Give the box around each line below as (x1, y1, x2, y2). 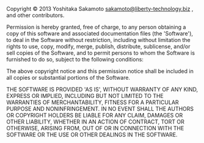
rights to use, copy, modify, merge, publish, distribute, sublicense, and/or (6, 43, 191, 50)
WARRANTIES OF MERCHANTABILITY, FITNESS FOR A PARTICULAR (6, 99, 179, 106)
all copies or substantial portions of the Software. (6, 74, 130, 81)
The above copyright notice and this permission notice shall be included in (6, 68, 194, 75)
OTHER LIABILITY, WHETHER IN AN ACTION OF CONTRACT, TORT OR (6, 118, 184, 125)
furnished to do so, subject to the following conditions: (6, 56, 144, 63)
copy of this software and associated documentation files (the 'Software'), (6, 30, 194, 37)
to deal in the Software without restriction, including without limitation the (6, 37, 191, 43)
